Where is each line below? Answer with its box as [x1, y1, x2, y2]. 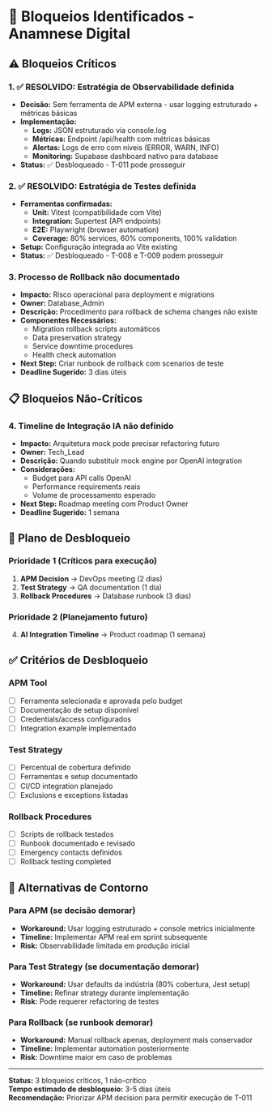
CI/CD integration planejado [19, 781, 113, 791]
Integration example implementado [19, 723, 137, 733]
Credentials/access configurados [19, 714, 132, 724]
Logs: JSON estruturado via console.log [32, 125, 167, 135]
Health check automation [32, 350, 117, 360]
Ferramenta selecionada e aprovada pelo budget [19, 696, 183, 705]
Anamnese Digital [8, 24, 131, 43]
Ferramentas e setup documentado [19, 772, 138, 782]
